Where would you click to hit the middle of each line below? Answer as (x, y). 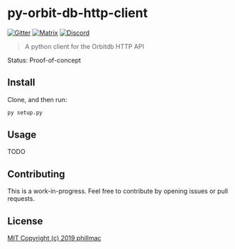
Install (21, 83)
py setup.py (25, 112)
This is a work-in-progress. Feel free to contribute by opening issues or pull (118, 191)
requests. (21, 199)
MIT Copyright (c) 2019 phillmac (54, 238)
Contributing (36, 174)
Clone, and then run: (37, 99)
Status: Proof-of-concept (44, 60)
